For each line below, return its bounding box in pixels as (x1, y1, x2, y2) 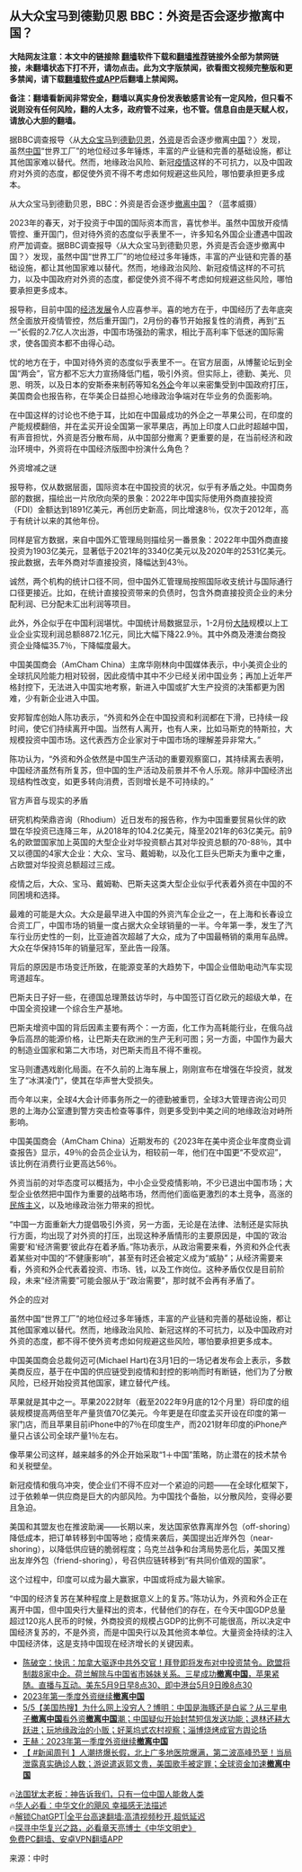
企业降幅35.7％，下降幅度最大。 (16, 639, 137, 650)
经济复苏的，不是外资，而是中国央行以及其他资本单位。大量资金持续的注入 (16, 1627, 293, 1637)
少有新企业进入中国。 (24, 692, 104, 703)
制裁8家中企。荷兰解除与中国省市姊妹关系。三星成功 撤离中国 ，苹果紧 (22, 1668, 280, 1679)
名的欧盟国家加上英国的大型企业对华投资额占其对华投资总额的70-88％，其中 (9, 836, 292, 847)
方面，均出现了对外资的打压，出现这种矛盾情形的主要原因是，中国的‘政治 (16, 1230, 288, 1241)
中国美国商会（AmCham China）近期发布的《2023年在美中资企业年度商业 (9, 1136, 284, 1146)
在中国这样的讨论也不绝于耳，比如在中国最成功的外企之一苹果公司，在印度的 (9, 409, 293, 420)
